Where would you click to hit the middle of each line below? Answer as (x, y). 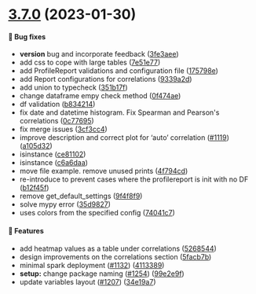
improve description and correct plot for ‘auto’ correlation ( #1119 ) (124, 138)
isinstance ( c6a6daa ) (54, 163)
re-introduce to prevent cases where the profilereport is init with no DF (134, 179)
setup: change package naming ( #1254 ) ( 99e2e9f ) (102, 274)
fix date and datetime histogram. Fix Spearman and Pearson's (119, 112)
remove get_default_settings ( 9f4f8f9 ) (81, 196)
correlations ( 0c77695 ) (57, 121)
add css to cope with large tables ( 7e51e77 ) (90, 62)
